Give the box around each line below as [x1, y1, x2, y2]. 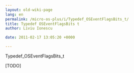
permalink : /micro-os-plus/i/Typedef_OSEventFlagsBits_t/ [5, 16, 129, 21]
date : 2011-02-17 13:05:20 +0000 [5, 35, 75, 40]
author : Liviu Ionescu [5, 26, 53, 31]
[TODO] [5, 63, 22, 68]
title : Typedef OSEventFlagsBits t [5, 21, 80, 26]
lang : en [5, 12, 24, 17]
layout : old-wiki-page [5, 7, 53, 12]
